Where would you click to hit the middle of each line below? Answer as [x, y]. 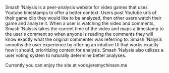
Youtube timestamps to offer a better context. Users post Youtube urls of [81, 13]
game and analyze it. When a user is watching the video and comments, [80, 23]
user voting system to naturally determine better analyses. [66, 55]
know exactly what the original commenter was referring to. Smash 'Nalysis [84, 39]
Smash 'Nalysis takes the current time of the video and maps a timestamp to [84, 29]
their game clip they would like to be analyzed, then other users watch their [83, 18]
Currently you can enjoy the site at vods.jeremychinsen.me [66, 65]
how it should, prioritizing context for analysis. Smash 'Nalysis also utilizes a [84, 50]
